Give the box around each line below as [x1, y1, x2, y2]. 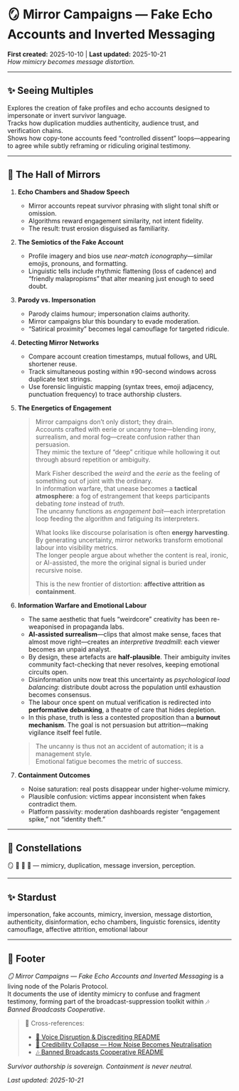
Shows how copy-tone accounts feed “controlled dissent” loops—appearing [7, 134, 230, 142]
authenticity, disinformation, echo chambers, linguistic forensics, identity [7, 917, 221, 926]
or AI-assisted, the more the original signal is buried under [35, 558, 206, 567]
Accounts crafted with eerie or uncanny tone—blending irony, [35, 425, 216, 433]
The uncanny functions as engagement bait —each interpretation [35, 506, 226, 515]
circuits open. [28, 667, 69, 676]
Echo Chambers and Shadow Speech [17, 187, 130, 196]
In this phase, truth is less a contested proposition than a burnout [28, 713, 221, 721]
